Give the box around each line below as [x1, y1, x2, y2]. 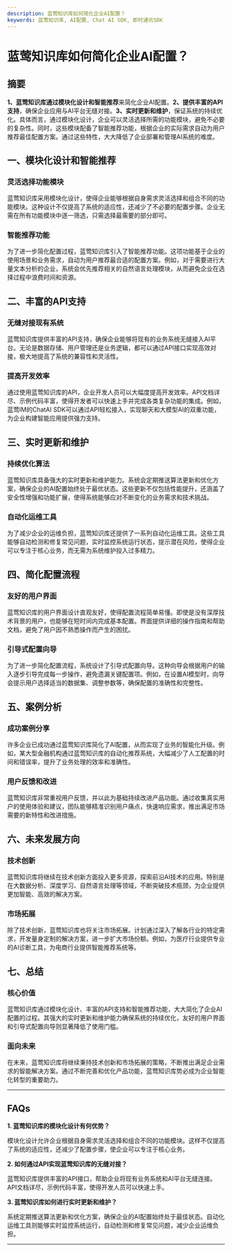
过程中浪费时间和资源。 [12, 273, 80, 282]
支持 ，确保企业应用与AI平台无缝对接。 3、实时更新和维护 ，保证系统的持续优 [7, 107, 223, 115]
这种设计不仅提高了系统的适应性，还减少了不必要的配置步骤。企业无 [30, 203, 225, 211]
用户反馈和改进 [7, 777, 57, 786]
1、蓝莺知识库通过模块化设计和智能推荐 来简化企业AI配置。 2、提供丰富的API [7, 98, 223, 106]
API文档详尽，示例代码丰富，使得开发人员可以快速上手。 [7, 1184, 168, 1192]
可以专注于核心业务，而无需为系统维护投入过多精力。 [7, 546, 159, 555]
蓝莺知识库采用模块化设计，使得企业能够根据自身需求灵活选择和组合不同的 [7, 194, 219, 203]
